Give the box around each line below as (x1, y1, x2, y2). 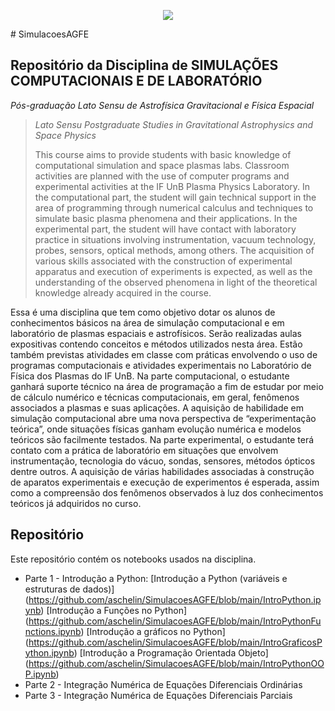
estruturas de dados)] (24, 583, 115, 595)
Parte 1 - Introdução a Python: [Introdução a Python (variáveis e (24, 572, 288, 584)
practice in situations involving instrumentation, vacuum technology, (34, 233, 317, 245)
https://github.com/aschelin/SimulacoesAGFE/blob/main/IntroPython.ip (28, 593, 322, 605)
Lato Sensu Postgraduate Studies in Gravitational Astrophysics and (34, 118, 314, 130)
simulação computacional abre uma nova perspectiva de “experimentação (10, 412, 317, 424)
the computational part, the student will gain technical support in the (34, 191, 317, 203)
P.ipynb (24, 668, 57, 680)
